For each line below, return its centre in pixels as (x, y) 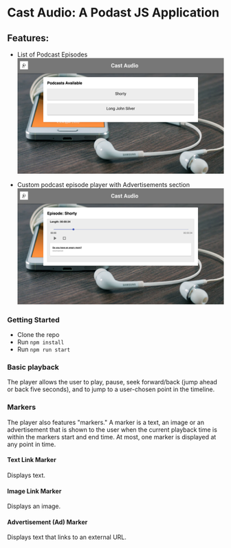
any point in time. (32, 444)
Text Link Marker (32, 460)
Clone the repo (38, 335)
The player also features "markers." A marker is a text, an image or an (106, 422)
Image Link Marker (34, 491)
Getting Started (33, 320)
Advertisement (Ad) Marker (47, 522)
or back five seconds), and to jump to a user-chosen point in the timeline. (111, 389)
